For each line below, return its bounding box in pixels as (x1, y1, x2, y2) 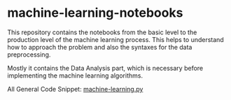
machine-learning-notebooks (7, 5, 183, 21)
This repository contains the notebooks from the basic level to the (7, 28, 197, 36)
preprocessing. (7, 50, 51, 59)
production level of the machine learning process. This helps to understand (7, 35, 224, 43)
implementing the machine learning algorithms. (7, 71, 143, 80)
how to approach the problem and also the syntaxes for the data (7, 43, 192, 51)
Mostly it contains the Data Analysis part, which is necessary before (7, 64, 204, 72)
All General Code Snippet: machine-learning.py (7, 85, 143, 93)
